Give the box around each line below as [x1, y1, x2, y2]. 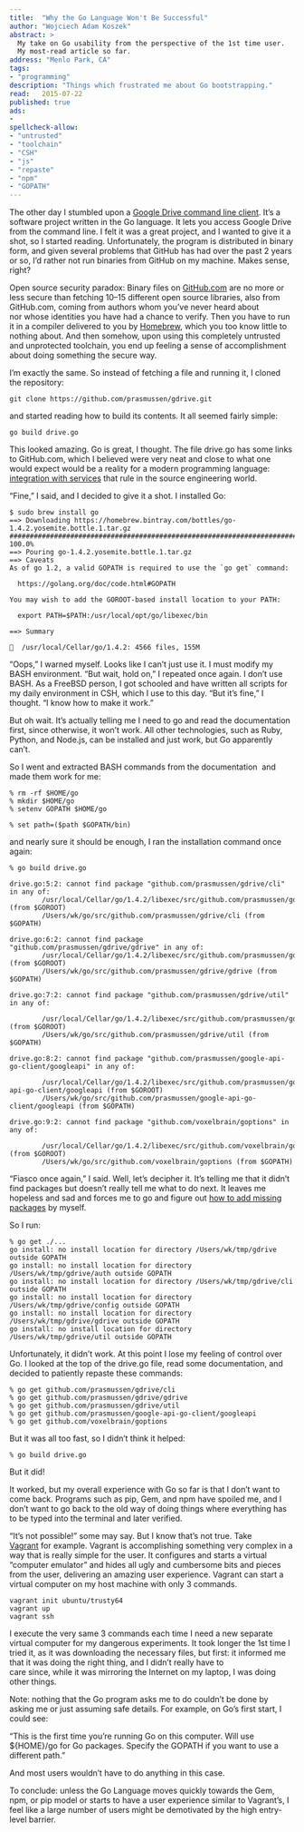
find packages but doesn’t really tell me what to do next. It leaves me [9, 1183, 267, 1194]
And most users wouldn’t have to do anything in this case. [9, 1768, 225, 1778]
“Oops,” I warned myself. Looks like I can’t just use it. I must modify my [9, 659, 274, 670]
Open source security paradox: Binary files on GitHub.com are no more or [9, 282, 285, 293]
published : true [9, 97, 71, 107]
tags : [9, 64, 30, 73]
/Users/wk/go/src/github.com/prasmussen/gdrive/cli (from [42, 911, 265, 921]
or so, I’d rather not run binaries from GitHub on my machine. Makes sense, [9, 255, 290, 266]
